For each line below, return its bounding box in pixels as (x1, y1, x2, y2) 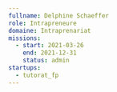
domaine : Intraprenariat (8, 26, 91, 34)
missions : (8, 34, 42, 42)
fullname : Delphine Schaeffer (8, 11, 110, 20)
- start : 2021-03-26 (15, 42, 84, 50)
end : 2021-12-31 (22, 49, 78, 57)
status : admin (22, 57, 70, 65)
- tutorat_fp (15, 71, 59, 79)
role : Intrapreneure (8, 19, 78, 27)
